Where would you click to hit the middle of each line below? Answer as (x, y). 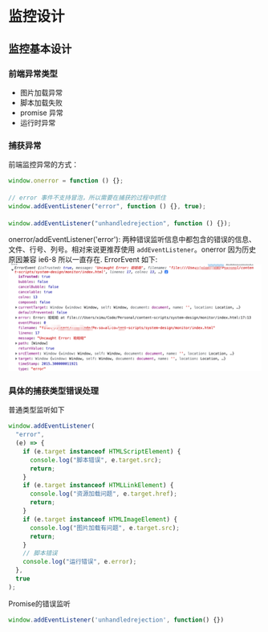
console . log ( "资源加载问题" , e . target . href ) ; (104, 494)
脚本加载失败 (41, 102)
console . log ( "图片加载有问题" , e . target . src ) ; (105, 527)
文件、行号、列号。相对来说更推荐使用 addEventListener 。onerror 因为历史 (132, 249)
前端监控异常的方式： (43, 165)
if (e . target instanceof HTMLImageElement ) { (100, 519)
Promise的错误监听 (39, 603)
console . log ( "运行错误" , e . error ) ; (80, 562)
